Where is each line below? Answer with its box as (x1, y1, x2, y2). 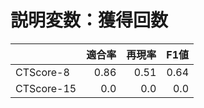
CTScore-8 (15, 65, 70, 79)
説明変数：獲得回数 (10, 9, 169, 32)
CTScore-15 (15, 81, 77, 95)
